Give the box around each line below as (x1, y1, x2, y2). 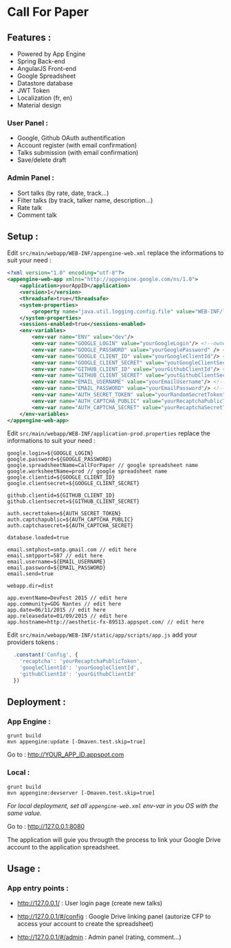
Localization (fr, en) (16, 94, 73, 102)
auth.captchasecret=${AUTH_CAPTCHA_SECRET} (7, 522, 134, 529)
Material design (16, 101, 62, 109)
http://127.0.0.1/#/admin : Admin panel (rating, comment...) (16, 933, 181, 941)
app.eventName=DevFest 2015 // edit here (7, 595, 128, 601)
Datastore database (16, 79, 74, 87)
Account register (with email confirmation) (16, 141, 137, 150)
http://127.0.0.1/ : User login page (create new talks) (16, 899, 163, 907)
